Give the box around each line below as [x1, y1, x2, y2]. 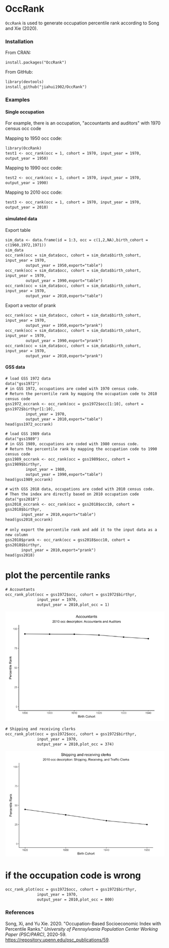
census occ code [5, 126, 41, 132]
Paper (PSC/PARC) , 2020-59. [5, 931, 67, 937]
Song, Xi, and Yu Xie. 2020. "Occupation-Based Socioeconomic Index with [5, 921, 161, 927]
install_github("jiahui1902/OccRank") [5, 84, 87, 89]
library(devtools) [5, 79, 44, 84]
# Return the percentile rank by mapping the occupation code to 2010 [5, 391, 157, 396]
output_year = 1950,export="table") [25, 263, 103, 268]
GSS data [5, 364, 25, 370]
